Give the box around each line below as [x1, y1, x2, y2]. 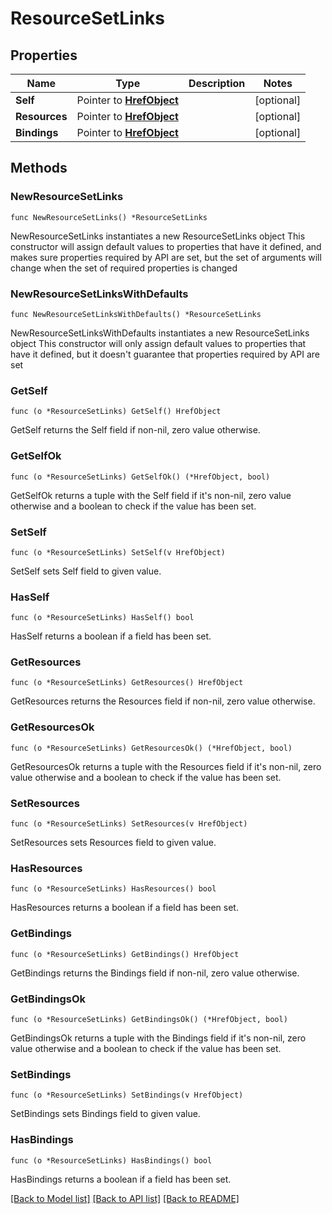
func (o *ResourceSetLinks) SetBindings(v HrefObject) [10, 1090, 244, 1101]
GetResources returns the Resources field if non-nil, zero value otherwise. [10, 695, 316, 707]
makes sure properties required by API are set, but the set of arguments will [10, 251, 322, 263]
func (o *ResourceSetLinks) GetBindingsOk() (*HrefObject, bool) [10, 1014, 288, 1024]
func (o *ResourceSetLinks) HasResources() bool [10, 884, 217, 894]
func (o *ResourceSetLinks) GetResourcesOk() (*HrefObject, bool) [10, 743, 293, 753]
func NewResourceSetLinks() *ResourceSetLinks [10, 212, 208, 222]
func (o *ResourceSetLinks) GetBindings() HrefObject [10, 949, 240, 959]
